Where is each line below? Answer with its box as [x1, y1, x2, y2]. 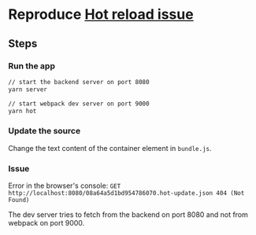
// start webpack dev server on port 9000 [8, 100, 150, 108]
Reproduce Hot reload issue [8, 6, 195, 24]
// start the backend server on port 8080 [8, 78, 150, 86]
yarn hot [8, 107, 37, 115]
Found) [8, 196, 30, 204]
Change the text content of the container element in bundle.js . [8, 143, 212, 152]
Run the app [8, 61, 55, 72]
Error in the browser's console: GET [8, 181, 121, 190]
